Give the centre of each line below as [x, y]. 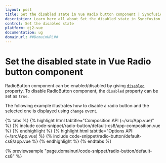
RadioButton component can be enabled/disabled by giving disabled [75, 85]
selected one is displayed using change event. [51, 111]
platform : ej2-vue [24, 28]
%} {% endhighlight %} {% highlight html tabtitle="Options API [69, 130]
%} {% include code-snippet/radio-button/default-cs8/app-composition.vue [83, 126]
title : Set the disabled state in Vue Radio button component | [73, 14]
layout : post [19, 10]
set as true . [17, 96]
